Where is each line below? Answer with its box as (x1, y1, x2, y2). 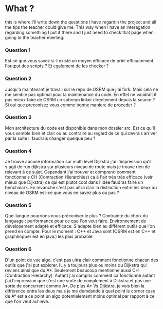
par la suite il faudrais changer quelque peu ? (5, 135, 96, 141)
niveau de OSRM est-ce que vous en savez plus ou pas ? (5, 190, 119, 195)
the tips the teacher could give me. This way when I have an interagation (5, 24, 151, 30)
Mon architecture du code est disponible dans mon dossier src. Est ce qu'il (5, 125, 155, 131)
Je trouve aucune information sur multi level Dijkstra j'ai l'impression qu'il (5, 159, 152, 165)
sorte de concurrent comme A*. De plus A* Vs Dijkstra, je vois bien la (5, 283, 145, 289)
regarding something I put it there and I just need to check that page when (5, 29, 154, 35)
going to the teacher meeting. (5, 35, 65, 40)
